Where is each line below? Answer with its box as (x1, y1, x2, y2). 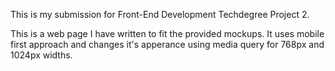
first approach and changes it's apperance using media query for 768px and (10, 39, 325, 50)
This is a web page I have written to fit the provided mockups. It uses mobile (10, 28, 325, 39)
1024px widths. (10, 49, 73, 61)
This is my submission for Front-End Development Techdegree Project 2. (10, 9, 310, 20)
